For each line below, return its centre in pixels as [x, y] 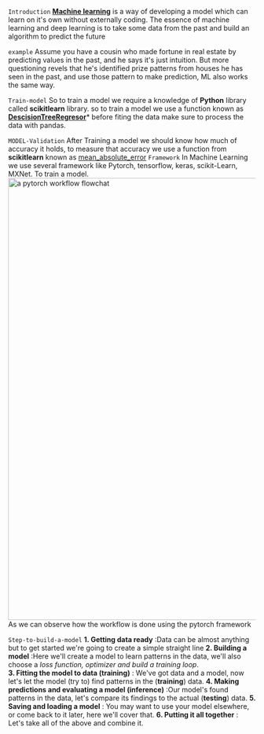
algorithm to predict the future [57, 36]
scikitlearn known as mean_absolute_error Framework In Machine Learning [128, 157]
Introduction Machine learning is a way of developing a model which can [128, 11]
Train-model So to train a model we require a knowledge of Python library [127, 100]
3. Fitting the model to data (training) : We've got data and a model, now [126, 673]
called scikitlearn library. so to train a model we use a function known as [126, 108]
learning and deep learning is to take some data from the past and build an [129, 28]
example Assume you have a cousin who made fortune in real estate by [123, 51]
